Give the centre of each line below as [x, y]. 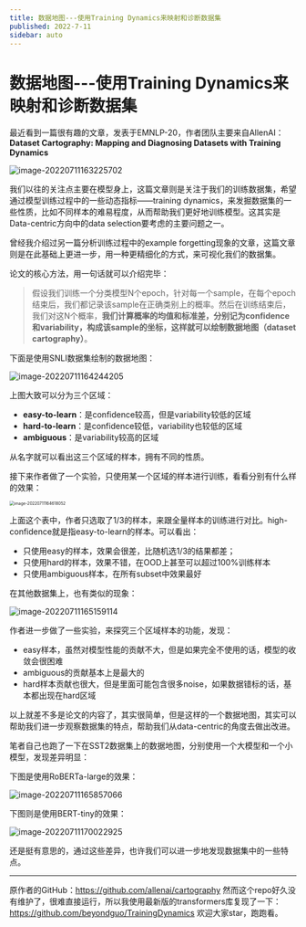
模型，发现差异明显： [49, 757]
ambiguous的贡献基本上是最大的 [83, 673]
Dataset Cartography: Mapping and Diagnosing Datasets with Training [145, 143]
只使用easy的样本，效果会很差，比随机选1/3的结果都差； [129, 551]
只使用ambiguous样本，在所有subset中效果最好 [112, 574]
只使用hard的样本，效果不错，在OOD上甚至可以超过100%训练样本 [147, 563]
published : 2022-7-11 [51, 26]
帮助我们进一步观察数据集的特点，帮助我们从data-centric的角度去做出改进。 [153, 726]
